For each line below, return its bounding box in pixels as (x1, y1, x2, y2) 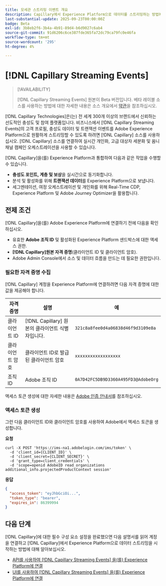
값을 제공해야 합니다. (5, 287, 45, 293)
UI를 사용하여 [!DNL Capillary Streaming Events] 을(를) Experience (12, 569, 145, 575)
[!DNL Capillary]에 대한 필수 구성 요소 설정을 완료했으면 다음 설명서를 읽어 (5, 534, 148, 540)
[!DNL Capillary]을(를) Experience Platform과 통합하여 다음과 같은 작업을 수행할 (5, 155, 161, 161)
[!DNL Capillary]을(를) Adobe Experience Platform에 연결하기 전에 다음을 (5, 220, 150, 226)
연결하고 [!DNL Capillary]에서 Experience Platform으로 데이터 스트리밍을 (10, 540, 153, 546)
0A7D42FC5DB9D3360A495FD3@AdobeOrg (75, 376, 159, 382)
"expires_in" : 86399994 (9, 500, 58, 505)
